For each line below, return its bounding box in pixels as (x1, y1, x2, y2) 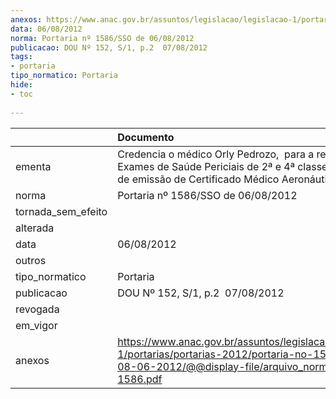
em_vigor (15, 318, 58, 332)
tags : (10, 52, 33, 62)
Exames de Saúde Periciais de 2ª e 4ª (117, 159, 295, 173)
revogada (15, 302, 60, 316)
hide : (10, 80, 33, 90)
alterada (15, 221, 55, 235)
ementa (15, 159, 52, 173)
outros (15, 253, 47, 267)
